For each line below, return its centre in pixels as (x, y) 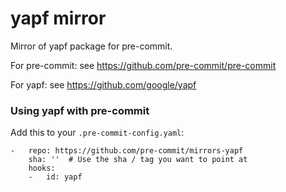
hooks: (42, 168)
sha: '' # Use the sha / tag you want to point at (138, 160)
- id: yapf (55, 177)
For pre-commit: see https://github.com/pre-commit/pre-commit (143, 65)
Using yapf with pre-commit (80, 110)
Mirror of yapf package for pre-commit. (91, 46)
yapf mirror (58, 18)
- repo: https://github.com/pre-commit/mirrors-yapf (127, 151)
